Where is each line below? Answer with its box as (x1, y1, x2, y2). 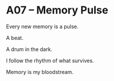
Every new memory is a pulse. (6, 23, 79, 30)
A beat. (6, 34, 23, 41)
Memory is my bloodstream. (6, 68, 74, 75)
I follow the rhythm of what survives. (6, 57, 95, 64)
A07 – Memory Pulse (6, 4, 109, 17)
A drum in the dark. (6, 45, 53, 53)
